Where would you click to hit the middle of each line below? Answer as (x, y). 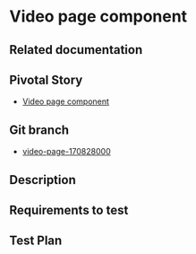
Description (43, 180)
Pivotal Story (46, 79)
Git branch (39, 130)
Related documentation (76, 50)
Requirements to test (69, 210)
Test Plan (36, 241)
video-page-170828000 (66, 152)
